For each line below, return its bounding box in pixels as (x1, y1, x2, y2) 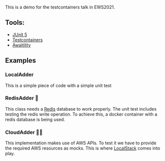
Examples (5, 56, 36, 65)
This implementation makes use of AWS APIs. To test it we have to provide (5, 140, 157, 146)
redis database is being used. (5, 116, 65, 122)
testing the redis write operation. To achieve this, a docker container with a (5, 111, 158, 117)
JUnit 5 (12, 32, 27, 38)
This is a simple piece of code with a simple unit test (5, 82, 112, 88)
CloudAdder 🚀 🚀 (5, 128, 43, 135)
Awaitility (12, 42, 31, 48)
